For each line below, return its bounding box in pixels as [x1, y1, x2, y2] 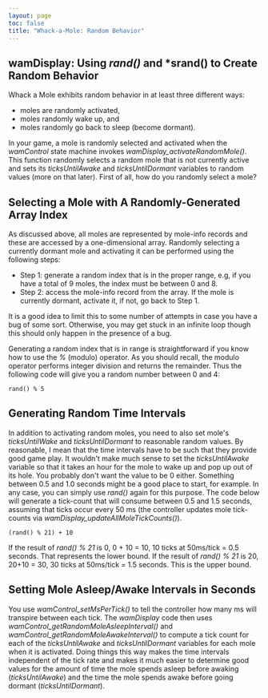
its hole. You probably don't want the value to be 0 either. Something [8, 470, 234, 480]
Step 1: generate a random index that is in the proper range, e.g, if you [19, 270, 251, 280]
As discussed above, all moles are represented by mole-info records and [8, 229, 248, 239]
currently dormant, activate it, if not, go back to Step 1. [19, 296, 200, 305]
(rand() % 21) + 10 [8, 528, 74, 537]
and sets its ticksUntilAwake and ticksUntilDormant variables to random [8, 163, 244, 173]
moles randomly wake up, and [19, 114, 120, 124]
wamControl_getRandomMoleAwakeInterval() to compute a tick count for [8, 630, 250, 639]
